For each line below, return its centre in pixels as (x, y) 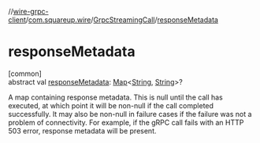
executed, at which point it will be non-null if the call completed (111, 105)
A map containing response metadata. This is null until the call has (115, 97)
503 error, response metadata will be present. (82, 130)
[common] (25, 73)
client (17, 20)
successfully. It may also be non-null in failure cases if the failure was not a (130, 114)
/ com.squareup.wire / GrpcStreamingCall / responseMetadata (122, 20)
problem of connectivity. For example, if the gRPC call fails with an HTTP (126, 122)
